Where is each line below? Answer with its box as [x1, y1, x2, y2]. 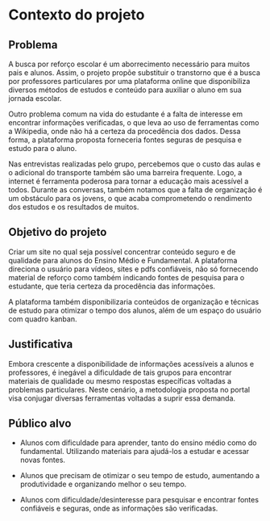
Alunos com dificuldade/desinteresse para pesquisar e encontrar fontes [19, 495, 260, 505]
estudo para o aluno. [8, 144, 77, 153]
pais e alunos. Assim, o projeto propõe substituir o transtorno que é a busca [8, 68, 260, 78]
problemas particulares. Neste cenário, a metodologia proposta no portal [8, 384, 251, 394]
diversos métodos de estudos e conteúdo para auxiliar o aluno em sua [8, 85, 242, 95]
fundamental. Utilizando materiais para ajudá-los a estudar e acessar [19, 447, 250, 456]
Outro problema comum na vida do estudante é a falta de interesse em [8, 109, 243, 119]
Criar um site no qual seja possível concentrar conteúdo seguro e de [8, 246, 236, 256]
